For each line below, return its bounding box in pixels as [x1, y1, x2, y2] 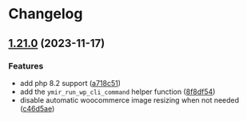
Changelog [8, 5, 83, 23]
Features [8, 60, 44, 72]
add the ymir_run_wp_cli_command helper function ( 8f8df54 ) [19, 87, 216, 96]
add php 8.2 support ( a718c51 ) [19, 78, 122, 88]
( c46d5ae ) [19, 103, 55, 113]
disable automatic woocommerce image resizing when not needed [19, 95, 240, 104]
